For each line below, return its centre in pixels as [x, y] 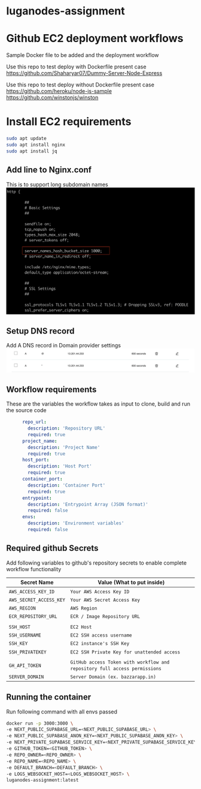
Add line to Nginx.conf [49, 170]
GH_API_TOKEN [25, 665]
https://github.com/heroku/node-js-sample [59, 91]
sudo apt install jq [32, 151]
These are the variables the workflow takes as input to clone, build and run [98, 404]
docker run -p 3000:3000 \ [40, 723]
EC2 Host [81, 627]
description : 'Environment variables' [76, 523]
